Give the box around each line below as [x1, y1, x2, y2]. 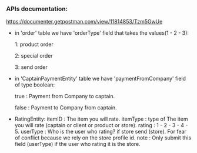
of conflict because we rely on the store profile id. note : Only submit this [14, 134, 192, 141]
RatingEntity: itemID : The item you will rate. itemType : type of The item [14, 115, 188, 122]
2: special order [14, 52, 53, 59]
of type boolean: [14, 81, 55, 88]
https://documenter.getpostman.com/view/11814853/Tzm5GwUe [6, 18, 163, 25]
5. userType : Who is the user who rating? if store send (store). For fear [14, 128, 187, 135]
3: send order [14, 64, 48, 71]
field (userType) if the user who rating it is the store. [14, 141, 141, 148]
